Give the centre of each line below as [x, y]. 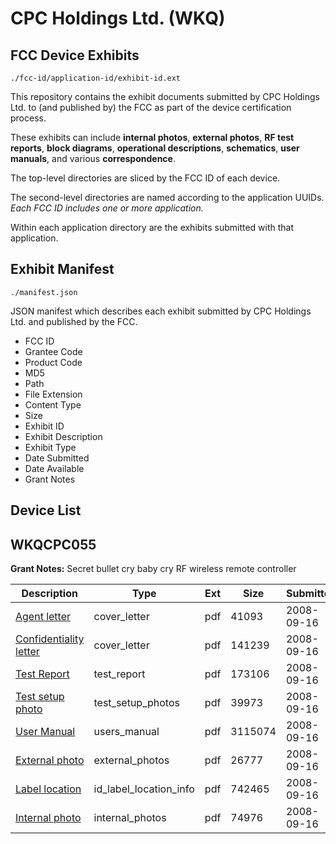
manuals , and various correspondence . [93, 158]
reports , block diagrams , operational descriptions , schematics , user [155, 148]
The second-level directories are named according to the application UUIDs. [167, 197]
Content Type [53, 404]
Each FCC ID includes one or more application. [107, 208]
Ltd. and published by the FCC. [74, 321]
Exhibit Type [50, 447]
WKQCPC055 [53, 544]
